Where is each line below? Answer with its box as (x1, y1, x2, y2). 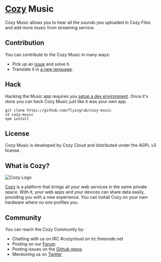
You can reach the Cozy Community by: (5, 227, 85, 232)
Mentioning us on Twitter (12, 251, 62, 257)
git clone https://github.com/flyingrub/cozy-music (5, 108, 112, 113)
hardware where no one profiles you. (5, 199, 79, 205)
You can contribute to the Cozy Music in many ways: (5, 52, 111, 57)
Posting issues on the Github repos (12, 246, 82, 252)
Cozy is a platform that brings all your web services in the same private (5, 184, 147, 190)
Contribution (5, 39, 45, 47)
